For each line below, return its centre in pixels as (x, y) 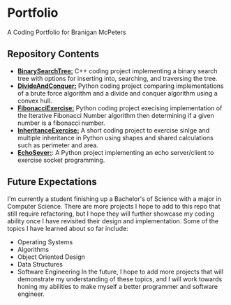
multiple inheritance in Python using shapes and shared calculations (115, 137)
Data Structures (40, 264)
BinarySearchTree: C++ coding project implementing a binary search (117, 70)
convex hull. (35, 101)
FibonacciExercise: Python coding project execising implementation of (120, 108)
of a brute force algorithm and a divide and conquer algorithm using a (117, 93)
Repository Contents (53, 54)
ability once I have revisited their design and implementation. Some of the (113, 221)
